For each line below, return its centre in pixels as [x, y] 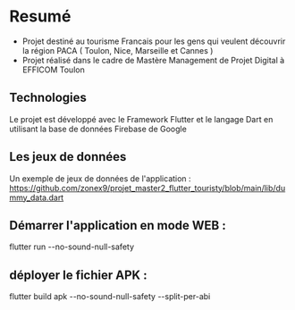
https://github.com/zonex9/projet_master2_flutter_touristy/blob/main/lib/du [147, 188]
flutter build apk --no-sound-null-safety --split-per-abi [110, 297]
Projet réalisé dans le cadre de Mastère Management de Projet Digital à [153, 60]
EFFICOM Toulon [53, 70]
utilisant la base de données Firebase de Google [98, 129]
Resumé [40, 17]
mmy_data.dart [37, 197]
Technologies [48, 98]
